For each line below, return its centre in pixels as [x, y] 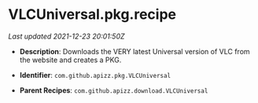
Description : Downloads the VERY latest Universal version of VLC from [135, 51]
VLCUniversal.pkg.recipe [92, 15]
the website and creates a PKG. [70, 60]
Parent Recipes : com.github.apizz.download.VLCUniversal [114, 90]
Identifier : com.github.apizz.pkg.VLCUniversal [95, 75]
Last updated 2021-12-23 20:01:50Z [66, 36]
